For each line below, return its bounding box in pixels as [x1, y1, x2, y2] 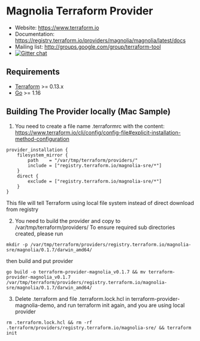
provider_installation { [6, 147, 68, 153]
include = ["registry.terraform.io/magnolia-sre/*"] [28, 162, 162, 168]
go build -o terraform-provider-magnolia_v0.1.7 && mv [6, 268, 146, 275]
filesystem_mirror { [17, 152, 68, 158]
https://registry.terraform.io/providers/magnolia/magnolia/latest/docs [14, 37, 186, 44]
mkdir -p [6, 242, 28, 248]
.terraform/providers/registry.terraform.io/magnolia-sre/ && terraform [6, 325, 192, 331]
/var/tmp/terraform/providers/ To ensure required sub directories [14, 224, 175, 231]
